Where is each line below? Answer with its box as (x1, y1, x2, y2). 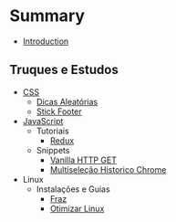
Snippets (36, 144, 70, 155)
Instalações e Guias (36, 184, 111, 195)
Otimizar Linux (49, 203, 105, 214)
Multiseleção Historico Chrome (49, 164, 167, 174)
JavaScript (22, 115, 64, 126)
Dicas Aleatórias (36, 96, 98, 107)
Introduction (22, 36, 69, 47)
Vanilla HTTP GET (49, 154, 117, 165)
